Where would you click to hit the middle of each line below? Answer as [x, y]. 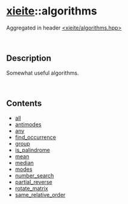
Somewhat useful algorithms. [43, 73]
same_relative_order [40, 194]
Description [29, 58]
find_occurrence [35, 137]
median [24, 162]
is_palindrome [32, 150]
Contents [24, 104]
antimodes [28, 124]
